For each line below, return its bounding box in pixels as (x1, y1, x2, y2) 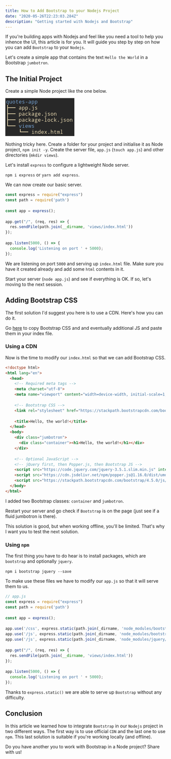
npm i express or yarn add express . (5, 172, 80, 178)
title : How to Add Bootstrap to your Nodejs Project (5, 8, 120, 13)
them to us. (5, 584, 29, 590)
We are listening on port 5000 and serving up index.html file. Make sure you (5, 260, 164, 267)
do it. (5, 315, 16, 321)
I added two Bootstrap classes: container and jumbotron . (5, 498, 124, 504)
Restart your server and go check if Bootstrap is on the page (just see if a (5, 508, 159, 514)
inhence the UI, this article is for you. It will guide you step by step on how (5, 39, 160, 45)
